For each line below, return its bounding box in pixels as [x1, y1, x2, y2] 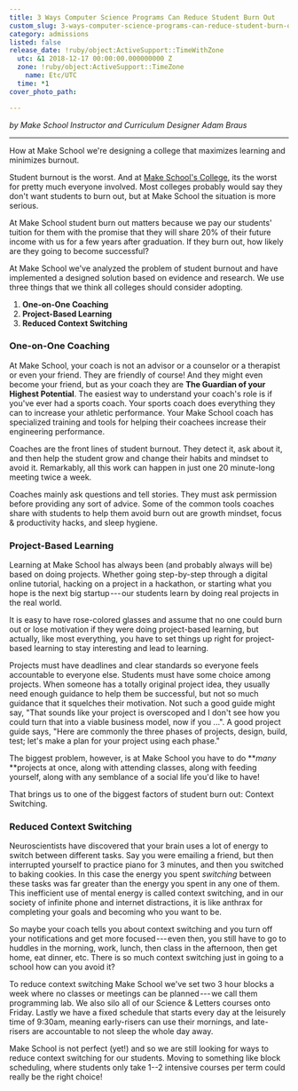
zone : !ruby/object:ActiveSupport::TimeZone [17, 63, 184, 72]
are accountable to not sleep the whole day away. [31, 1026, 214, 1037]
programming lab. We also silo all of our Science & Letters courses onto [9, 998, 271, 1008]
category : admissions [9, 29, 90, 38]
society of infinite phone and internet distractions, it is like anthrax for [9, 897, 263, 908]
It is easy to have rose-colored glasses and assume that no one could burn [9, 615, 283, 625]
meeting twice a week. [9, 472, 92, 482]
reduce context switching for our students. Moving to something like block [9, 1053, 281, 1063]
